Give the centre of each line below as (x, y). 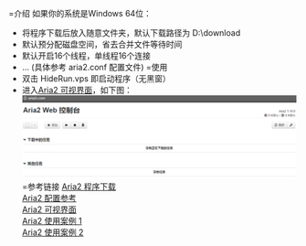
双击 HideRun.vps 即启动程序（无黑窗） (96, 79)
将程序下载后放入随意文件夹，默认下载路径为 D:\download (131, 33)
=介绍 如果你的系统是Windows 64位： (80, 13)
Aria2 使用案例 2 (53, 232)
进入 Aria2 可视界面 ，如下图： (77, 90)
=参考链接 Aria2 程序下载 (69, 187)
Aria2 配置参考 (49, 198)
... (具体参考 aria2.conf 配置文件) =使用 (95, 67)
